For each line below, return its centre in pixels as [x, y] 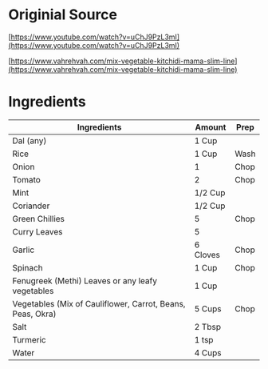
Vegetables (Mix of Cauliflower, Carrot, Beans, [99, 303]
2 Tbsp [208, 327]
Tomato [27, 179]
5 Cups [208, 308]
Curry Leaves [37, 231]
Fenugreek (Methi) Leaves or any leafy [85, 280]
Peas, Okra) [34, 314]
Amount [211, 127]
